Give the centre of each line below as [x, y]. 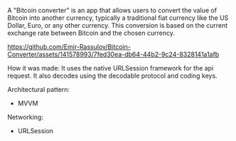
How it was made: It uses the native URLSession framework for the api [111, 68]
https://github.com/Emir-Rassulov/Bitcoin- [69, 47]
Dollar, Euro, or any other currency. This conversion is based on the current [118, 25]
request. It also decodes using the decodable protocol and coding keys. [113, 75]
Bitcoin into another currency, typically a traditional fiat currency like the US [118, 18]
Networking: [26, 117]
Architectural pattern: [38, 89]
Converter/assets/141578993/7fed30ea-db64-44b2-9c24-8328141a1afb [113, 54]
